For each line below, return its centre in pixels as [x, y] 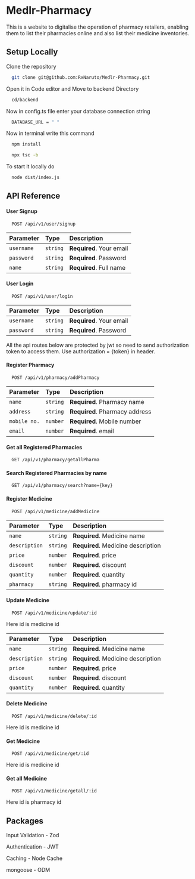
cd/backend [25, 100]
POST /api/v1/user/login [42, 296]
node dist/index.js [36, 178]
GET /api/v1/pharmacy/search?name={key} [62, 486]
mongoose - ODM [28, 870]
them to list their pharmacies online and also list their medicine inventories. [98, 33]
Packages [25, 821]
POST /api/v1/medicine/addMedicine [56, 511]
